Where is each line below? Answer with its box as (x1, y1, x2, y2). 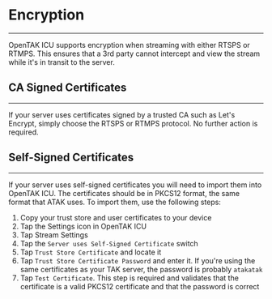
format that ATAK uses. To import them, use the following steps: (8, 197, 221, 207)
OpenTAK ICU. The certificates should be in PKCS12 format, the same (8, 188, 240, 198)
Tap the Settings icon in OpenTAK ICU (19, 221, 147, 231)
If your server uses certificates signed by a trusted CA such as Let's (8, 109, 236, 119)
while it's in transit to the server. (8, 57, 115, 66)
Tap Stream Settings (19, 229, 89, 240)
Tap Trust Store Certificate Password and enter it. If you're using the (19, 255, 256, 265)
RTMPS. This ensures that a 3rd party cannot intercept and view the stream (8, 49, 261, 58)
